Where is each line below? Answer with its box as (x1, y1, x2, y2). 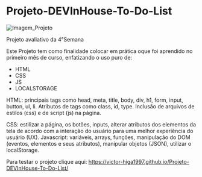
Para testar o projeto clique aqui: (6, 158, 87, 165)
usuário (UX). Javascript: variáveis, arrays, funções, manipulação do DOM (6, 134, 191, 141)
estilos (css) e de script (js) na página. (6, 109, 101, 116)
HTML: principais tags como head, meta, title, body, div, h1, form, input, (6, 96, 184, 104)
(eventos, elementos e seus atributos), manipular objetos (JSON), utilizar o (6, 140, 192, 147)
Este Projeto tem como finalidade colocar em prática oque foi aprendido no (6, 47, 193, 55)
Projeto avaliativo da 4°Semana (6, 36, 84, 43)
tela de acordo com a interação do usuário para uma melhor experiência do (6, 127, 194, 134)
